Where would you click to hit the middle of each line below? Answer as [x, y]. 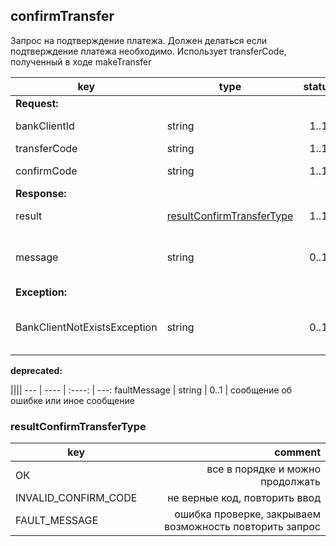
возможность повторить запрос [242, 527]
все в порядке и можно [263, 469]
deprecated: [36, 370]
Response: [41, 193]
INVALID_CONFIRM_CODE [76, 498]
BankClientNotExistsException [86, 327]
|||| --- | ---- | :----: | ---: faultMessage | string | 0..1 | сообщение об [151, 390]
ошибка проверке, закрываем [247, 514]
